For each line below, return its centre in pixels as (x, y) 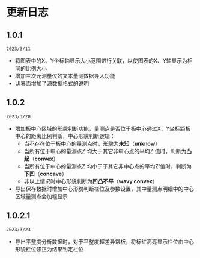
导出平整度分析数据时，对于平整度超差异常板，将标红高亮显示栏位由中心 (104, 241)
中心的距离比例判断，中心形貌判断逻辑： (65, 136)
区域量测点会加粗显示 (41, 196)
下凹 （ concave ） (45, 174)
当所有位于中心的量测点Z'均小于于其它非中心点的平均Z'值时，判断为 (108, 166)
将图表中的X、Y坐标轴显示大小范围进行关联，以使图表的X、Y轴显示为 (101, 61)
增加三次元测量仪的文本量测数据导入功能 (65, 76)
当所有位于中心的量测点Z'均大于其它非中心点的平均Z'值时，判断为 (105, 151)
